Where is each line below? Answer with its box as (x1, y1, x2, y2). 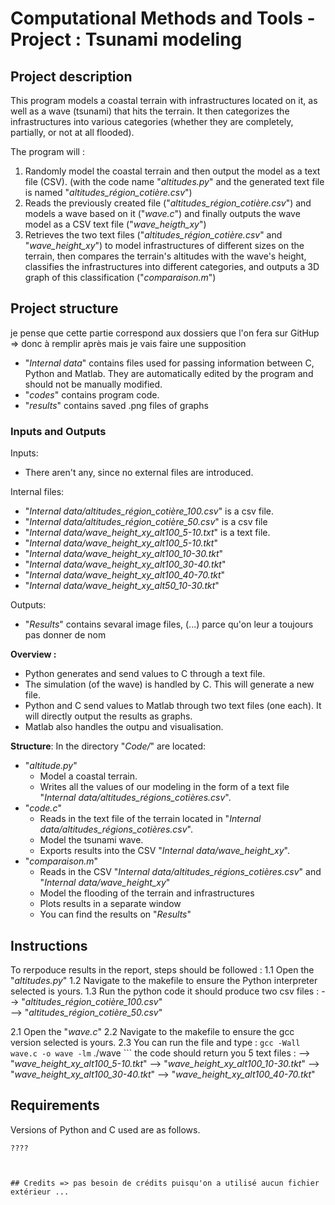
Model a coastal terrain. (39, 770, 138, 782)
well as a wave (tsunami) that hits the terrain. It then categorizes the (10, 105, 290, 117)
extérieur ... (10, 1187, 70, 1197)
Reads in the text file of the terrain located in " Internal (39, 813, 262, 825)
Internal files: (10, 486, 65, 498)
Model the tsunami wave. (39, 834, 144, 846)
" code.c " (24, 802, 62, 814)
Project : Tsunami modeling (10, 28, 243, 51)
